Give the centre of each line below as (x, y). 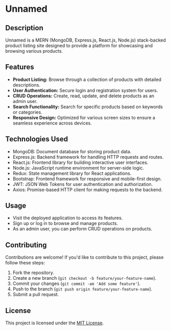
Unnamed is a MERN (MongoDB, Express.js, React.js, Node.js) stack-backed (86, 40)
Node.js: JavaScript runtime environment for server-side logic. (78, 168)
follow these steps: (25, 263)
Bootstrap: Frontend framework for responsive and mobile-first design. (87, 179)
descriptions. (27, 85)
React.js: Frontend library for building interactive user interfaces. (80, 162)
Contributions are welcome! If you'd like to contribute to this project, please (84, 257)
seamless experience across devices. (52, 123)
